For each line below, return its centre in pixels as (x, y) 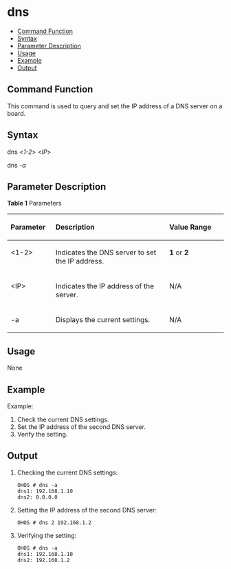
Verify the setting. (42, 434)
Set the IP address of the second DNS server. (81, 427)
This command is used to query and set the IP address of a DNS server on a (115, 106)
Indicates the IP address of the (105, 286)
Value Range (190, 227)
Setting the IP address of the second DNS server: (87, 510)
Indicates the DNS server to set (106, 252)
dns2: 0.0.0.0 (37, 497)
